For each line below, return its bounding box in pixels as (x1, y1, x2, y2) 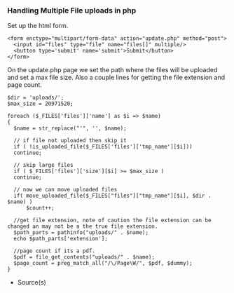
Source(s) (17, 278, 47, 287)
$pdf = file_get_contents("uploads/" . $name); (13, 254, 156, 261)
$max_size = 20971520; (7, 100, 74, 107)
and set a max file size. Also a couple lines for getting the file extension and (7, 73, 226, 82)
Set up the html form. (7, 22, 69, 30)
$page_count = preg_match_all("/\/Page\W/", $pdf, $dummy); (13, 260, 193, 267)
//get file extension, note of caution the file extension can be (13, 217, 212, 224)
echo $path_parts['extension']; (13, 236, 109, 243)
